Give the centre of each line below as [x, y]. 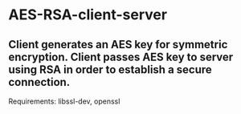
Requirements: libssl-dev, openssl [64, 101]
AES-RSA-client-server [88, 15]
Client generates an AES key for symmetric [118, 45]
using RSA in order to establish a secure [110, 69]
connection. [39, 82]
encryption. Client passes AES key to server [121, 57]
